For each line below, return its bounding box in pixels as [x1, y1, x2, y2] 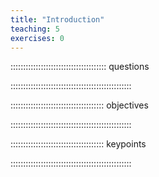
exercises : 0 [10, 33, 65, 43]
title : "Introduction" [10, 14, 105, 25]
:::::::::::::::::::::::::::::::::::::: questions [10, 61, 150, 73]
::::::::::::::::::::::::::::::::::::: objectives [10, 99, 149, 111]
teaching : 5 [10, 24, 60, 34]
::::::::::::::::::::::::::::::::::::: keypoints [10, 138, 147, 150]
